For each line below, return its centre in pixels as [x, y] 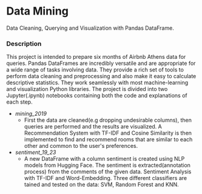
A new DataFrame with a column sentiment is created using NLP [104, 159]
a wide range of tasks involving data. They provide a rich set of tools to [95, 70]
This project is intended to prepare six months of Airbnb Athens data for [96, 57]
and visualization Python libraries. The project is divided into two [87, 89]
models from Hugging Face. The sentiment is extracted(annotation [107, 166]
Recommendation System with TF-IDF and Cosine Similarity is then [108, 133]
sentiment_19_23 [35, 152]
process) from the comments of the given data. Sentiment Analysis [108, 172]
